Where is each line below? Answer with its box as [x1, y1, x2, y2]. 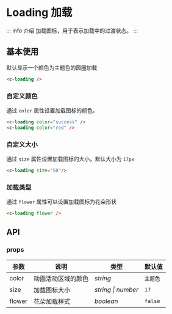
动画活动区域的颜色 [33, 274, 89, 283]
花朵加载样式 [33, 297, 71, 305]
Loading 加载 [6, 5, 73, 20]
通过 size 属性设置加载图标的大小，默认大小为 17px [6, 155, 135, 162]
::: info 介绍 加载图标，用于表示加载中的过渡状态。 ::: [6, 27, 138, 34]
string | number [94, 285, 139, 294]
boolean [94, 297, 118, 305]
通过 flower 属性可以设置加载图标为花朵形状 [6, 198, 117, 205]
